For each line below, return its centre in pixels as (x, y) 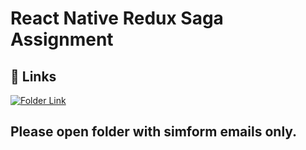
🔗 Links (33, 76)
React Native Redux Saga (117, 18)
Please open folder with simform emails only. (154, 132)
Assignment (62, 39)
